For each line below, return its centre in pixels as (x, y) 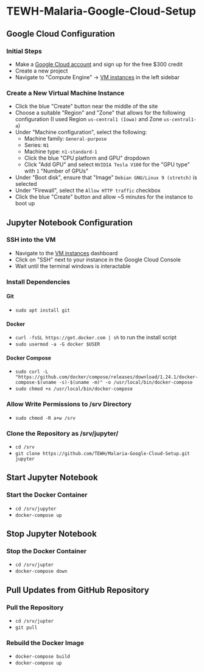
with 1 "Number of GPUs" (56, 171)
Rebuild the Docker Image (45, 643)
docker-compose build (42, 657)
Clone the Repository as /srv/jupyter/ (62, 433)
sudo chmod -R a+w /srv (45, 418)
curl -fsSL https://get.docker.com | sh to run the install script (96, 338)
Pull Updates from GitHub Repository (78, 590)
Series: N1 (37, 145)
